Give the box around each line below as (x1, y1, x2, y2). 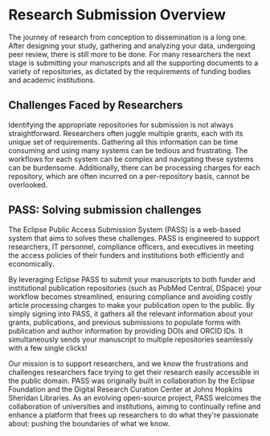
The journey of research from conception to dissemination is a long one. (8, 32, 247, 42)
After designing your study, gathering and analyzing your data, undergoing (8, 40, 256, 50)
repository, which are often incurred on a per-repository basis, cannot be (8, 171, 251, 181)
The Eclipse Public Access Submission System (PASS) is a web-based (8, 224, 241, 235)
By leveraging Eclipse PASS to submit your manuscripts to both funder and (8, 274, 256, 284)
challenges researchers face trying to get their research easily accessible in (8, 367, 260, 376)
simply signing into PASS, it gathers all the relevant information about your (8, 309, 254, 318)
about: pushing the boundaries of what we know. (8, 418, 170, 428)
